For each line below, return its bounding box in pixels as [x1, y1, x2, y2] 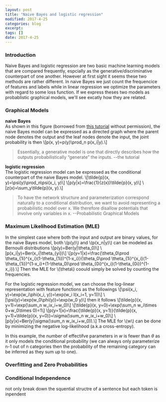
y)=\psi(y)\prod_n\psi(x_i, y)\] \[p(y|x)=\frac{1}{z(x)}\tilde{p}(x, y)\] [5, 180, 142, 186]
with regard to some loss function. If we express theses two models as [5, 89, 150, 95]
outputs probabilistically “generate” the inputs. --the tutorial [17, 154, 140, 160]
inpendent [5, 391, 26, 397]
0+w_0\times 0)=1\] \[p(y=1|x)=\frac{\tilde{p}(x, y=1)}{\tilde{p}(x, [5, 307, 137, 313]
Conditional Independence [5, 374, 71, 381]
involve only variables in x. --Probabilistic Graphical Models [17, 210, 139, 216]
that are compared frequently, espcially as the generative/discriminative [5, 68, 153, 74]
